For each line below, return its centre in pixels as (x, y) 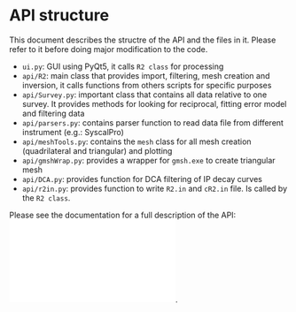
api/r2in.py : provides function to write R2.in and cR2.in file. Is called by (155, 188)
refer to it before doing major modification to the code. (109, 49)
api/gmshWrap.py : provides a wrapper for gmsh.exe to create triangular (149, 160)
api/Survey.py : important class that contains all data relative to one (144, 95)
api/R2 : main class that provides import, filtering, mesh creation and (146, 75)
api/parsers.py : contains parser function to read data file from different (152, 122)
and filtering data (53, 113)
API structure (59, 15)
